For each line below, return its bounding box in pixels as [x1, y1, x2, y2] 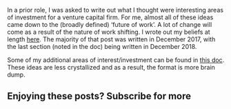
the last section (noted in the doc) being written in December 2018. [7, 43, 197, 50]
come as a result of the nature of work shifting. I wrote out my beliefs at [7, 28, 210, 36]
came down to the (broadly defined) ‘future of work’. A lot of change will [7, 21, 212, 28]
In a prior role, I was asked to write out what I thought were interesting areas [7, 6, 224, 14]
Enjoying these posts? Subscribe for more [7, 90, 192, 102]
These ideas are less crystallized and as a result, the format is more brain [7, 63, 216, 71]
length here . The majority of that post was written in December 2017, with [7, 35, 216, 43]
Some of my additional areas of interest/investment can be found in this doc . [7, 56, 225, 64]
